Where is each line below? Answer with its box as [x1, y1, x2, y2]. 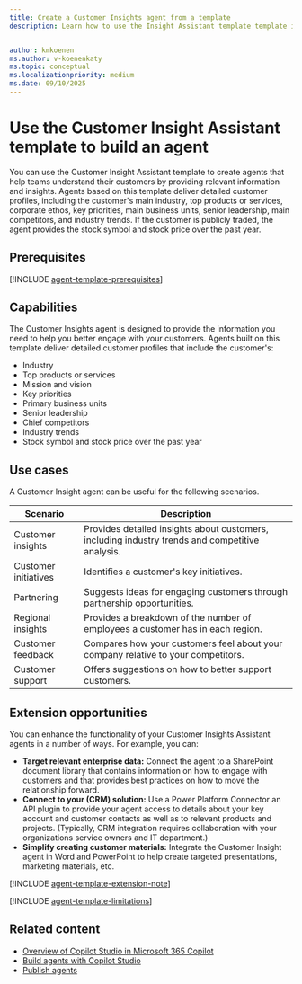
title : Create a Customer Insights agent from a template [9, 13, 231, 22]
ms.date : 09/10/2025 [9, 79, 87, 88]
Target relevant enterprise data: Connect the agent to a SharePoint [22, 756, 274, 767]
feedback [13, 649, 54, 661]
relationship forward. [22, 785, 100, 795]
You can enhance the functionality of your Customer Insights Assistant [9, 729, 271, 740]
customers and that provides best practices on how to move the [22, 775, 260, 786]
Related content [9, 922, 101, 937]
